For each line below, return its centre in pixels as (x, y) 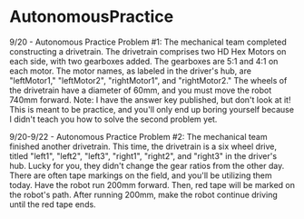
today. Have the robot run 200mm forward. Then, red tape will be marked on (152, 184)
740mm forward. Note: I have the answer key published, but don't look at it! (150, 100)
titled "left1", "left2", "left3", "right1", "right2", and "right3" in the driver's (143, 155)
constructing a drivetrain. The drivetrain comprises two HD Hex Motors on (148, 51)
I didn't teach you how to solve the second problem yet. (113, 119)
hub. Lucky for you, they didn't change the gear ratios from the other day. (147, 165)
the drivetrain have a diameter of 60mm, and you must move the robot (141, 90)
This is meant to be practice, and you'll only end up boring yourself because (152, 109)
